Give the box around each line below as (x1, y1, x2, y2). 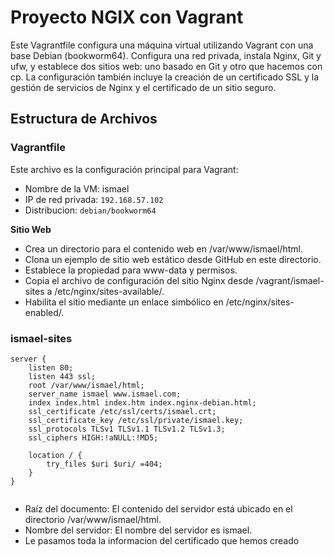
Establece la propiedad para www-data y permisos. (24, 264, 238, 276)
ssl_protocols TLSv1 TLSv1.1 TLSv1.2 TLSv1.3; (28, 424, 226, 434)
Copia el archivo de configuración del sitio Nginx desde (24, 274, 254, 286)
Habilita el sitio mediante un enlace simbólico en (24, 296, 224, 308)
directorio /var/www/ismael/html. (24, 513, 162, 525)
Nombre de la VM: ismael (24, 182, 130, 195)
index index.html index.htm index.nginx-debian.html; (28, 397, 257, 408)
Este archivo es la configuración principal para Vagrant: (10, 163, 239, 175)
